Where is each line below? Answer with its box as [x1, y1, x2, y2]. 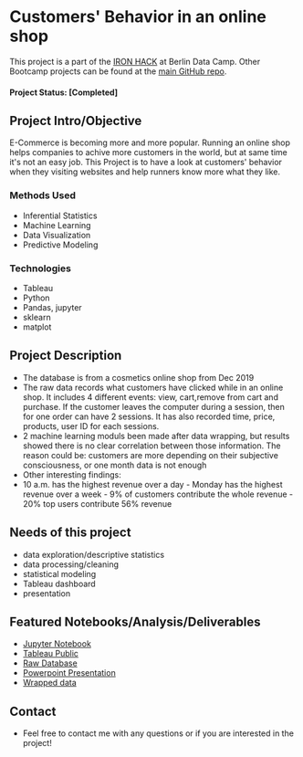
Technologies [9, 262, 71, 275]
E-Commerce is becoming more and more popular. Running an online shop [9, 137, 290, 148]
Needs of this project [9, 525, 131, 541]
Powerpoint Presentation [22, 668, 116, 678]
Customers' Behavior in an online [9, 6, 267, 27]
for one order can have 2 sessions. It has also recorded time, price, [22, 411, 276, 422]
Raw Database [22, 657, 78, 668]
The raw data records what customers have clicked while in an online [22, 382, 284, 393]
